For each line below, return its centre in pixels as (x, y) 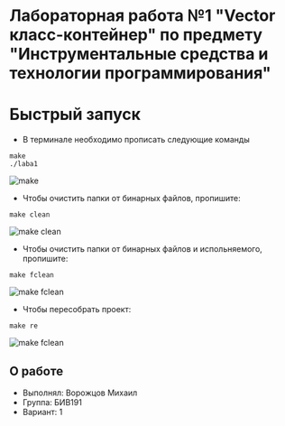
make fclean (32, 275)
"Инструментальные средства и (139, 54)
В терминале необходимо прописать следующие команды (136, 140)
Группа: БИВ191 (52, 402)
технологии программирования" (141, 74)
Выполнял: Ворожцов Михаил (80, 393)
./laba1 (24, 164)
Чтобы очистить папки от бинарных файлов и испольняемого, (142, 249)
